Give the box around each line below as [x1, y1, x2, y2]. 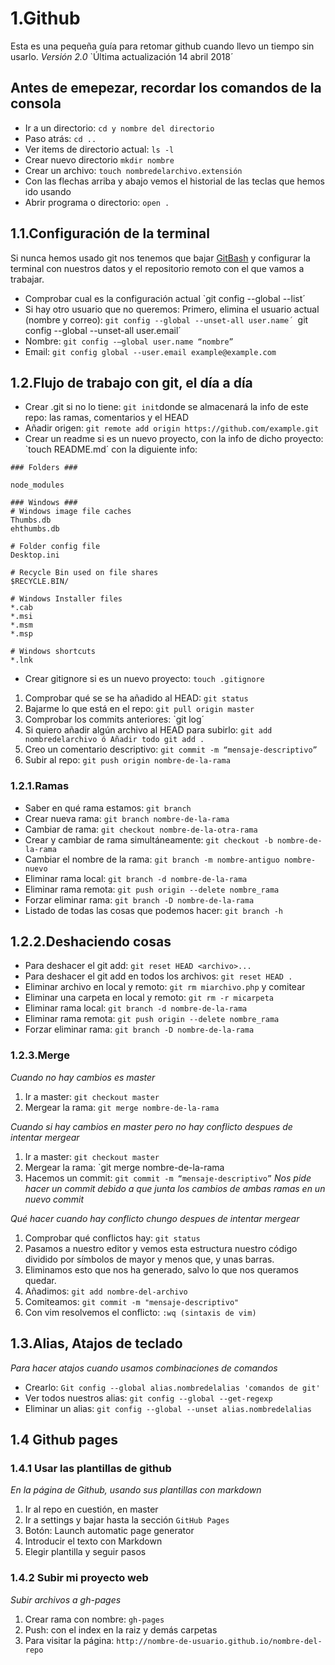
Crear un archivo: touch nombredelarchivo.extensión [24, 164, 243, 176]
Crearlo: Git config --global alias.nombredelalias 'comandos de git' [24, 1381, 321, 1393]
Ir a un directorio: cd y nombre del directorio [24, 122, 215, 134]
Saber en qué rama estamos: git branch [24, 802, 192, 814]
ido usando [24, 185, 72, 197]
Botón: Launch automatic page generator [24, 1525, 195, 1537]
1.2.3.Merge [10, 1048, 70, 1062]
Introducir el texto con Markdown [24, 1535, 163, 1547]
